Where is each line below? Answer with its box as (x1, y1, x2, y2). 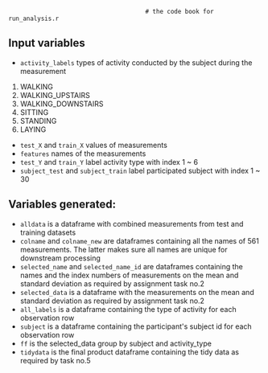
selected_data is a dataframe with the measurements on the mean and (19, 287, 255, 297)
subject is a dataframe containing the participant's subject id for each (19, 322, 252, 331)
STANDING (19, 116, 57, 125)
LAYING (19, 125, 47, 134)
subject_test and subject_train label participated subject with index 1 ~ (19, 166, 261, 175)
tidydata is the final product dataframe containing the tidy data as (19, 346, 240, 357)
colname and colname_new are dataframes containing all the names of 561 (19, 236, 259, 245)
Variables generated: (8, 198, 117, 211)
